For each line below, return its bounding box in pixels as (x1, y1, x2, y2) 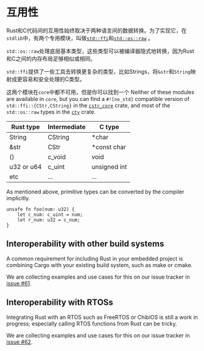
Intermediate (47, 122, 86, 131)
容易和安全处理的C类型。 (22, 75, 85, 83)
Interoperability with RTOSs (6, 297, 114, 308)
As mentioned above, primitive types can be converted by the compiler (6, 188, 185, 195)
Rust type (11, 122, 40, 131)
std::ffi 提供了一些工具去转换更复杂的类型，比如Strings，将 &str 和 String (6, 68, 191, 75)
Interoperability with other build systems (6, 238, 164, 249)
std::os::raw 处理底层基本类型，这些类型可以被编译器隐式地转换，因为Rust (6, 47, 195, 55)
